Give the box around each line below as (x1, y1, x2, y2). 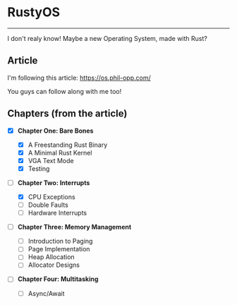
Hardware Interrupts (28, 209, 87, 217)
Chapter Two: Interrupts (17, 178, 90, 187)
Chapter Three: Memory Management (17, 223, 132, 232)
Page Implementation (28, 245, 90, 253)
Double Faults (28, 201, 68, 209)
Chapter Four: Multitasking (17, 275, 99, 283)
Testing (28, 164, 50, 173)
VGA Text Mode (28, 156, 74, 165)
